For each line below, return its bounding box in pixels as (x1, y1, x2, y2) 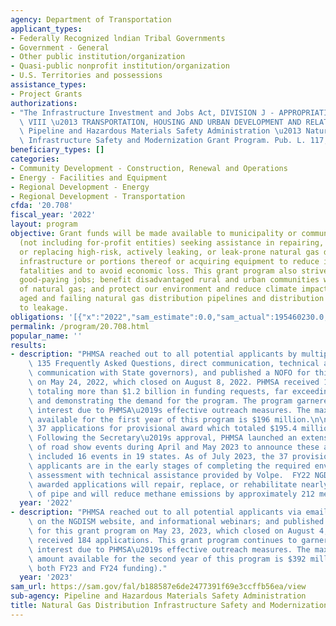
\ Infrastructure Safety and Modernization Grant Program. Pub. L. (19, 136, 307, 146)
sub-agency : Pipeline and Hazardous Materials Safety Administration (10, 591, 307, 601)
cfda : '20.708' (10, 201, 74, 211)
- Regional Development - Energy (10, 182, 150, 192)
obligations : (10, 312, 65, 322)
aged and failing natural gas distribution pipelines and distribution (19, 294, 325, 304)
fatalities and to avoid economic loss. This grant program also (19, 266, 298, 276)
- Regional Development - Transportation (10, 191, 186, 201)
